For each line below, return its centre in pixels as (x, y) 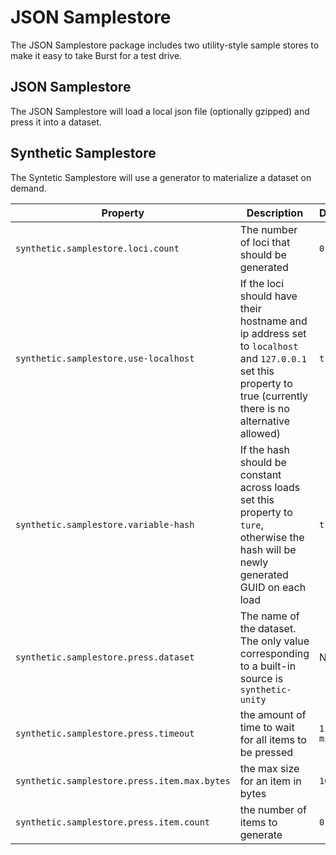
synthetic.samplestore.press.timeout (105, 733)
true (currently (273, 396)
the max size (269, 768)
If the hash (264, 449)
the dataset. (268, 628)
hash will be (268, 549)
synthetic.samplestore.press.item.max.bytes (123, 780)
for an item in (270, 781)
